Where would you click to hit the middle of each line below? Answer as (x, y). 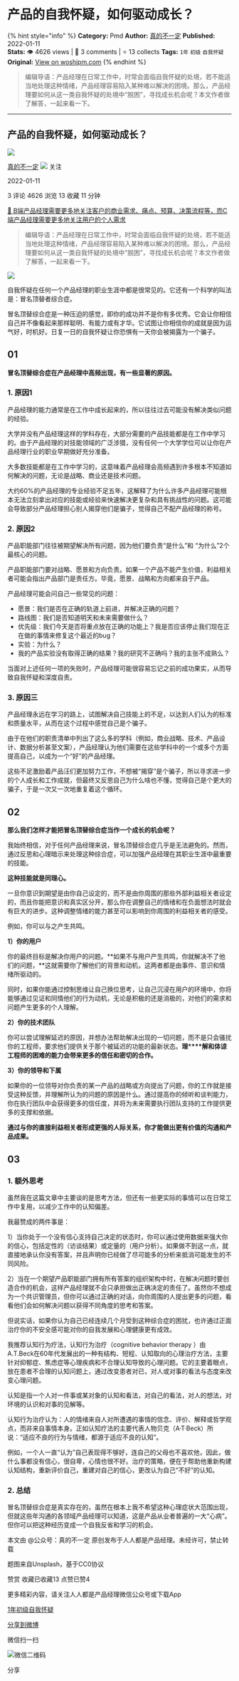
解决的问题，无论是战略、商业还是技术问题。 (79, 475)
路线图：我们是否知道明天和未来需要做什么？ (83, 618)
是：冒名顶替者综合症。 (42, 298)
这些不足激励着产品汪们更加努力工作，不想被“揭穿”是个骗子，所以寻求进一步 (119, 771)
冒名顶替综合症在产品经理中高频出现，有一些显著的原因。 (91, 373)
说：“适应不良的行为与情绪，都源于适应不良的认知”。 (85, 1437)
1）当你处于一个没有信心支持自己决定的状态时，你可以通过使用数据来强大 (115, 1237)
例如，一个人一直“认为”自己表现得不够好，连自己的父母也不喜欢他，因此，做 (119, 1452)
